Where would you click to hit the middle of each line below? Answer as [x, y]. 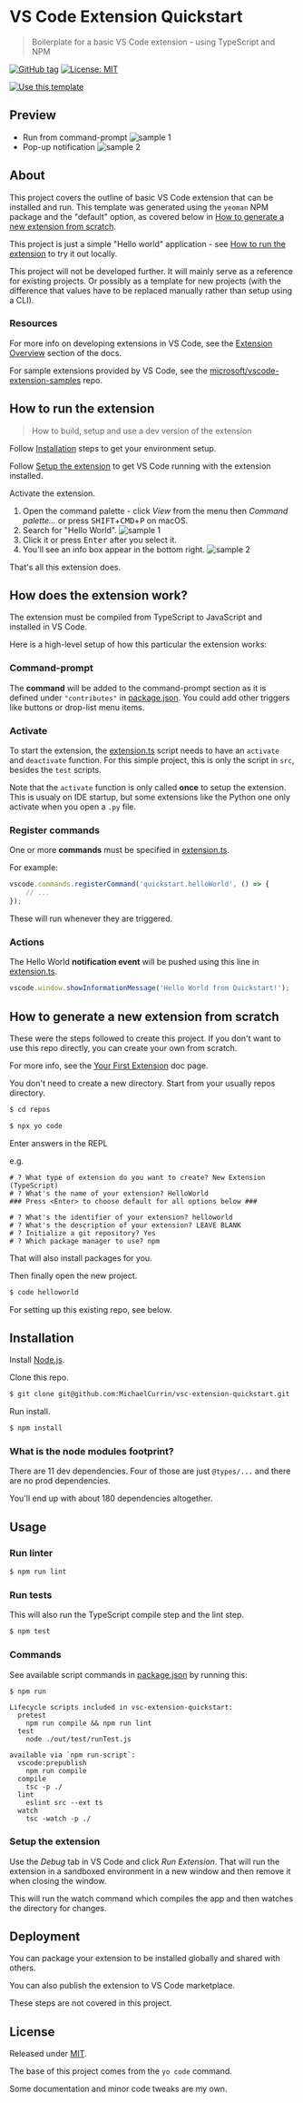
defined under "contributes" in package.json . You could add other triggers [150, 698]
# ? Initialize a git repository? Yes [83, 1233]
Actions [27, 942]
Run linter [31, 1552]
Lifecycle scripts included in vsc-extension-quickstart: [121, 1708]
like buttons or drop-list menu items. [77, 707]
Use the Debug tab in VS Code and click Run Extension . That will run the [145, 1861]
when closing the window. [58, 1880]
